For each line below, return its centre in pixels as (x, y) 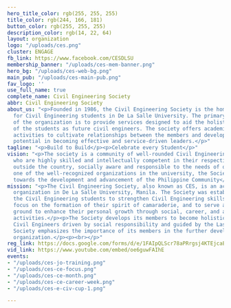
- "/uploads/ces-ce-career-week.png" (61, 282)
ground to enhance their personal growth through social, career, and (117, 212)
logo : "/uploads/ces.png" (44, 45)
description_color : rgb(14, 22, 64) (59, 33)
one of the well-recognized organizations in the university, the (110, 173)
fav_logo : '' (26, 84)
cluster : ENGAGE (30, 52)
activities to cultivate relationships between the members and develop (120, 135)
